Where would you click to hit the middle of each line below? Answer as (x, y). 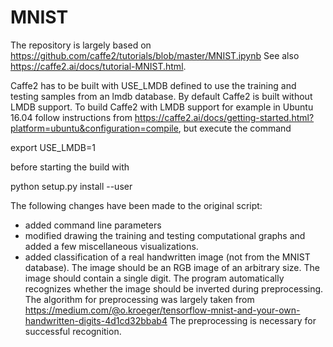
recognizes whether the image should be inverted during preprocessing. (174, 288)
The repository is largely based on (81, 45)
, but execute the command (235, 128)
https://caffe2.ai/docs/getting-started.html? (224, 117)
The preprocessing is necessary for (243, 320)
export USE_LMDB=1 (53, 147)
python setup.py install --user (71, 186)
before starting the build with (70, 167)
